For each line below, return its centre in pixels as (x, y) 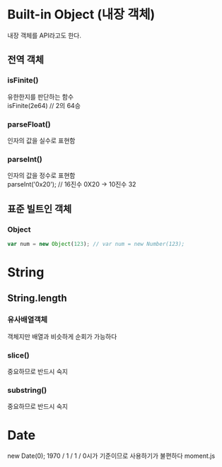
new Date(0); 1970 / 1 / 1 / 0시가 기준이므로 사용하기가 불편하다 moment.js (111, 456)
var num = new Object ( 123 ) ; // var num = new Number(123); (96, 244)
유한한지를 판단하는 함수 (41, 97)
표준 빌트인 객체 (40, 209)
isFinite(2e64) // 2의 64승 (44, 105)
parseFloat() (29, 124)
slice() (18, 355)
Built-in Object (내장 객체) (81, 14)
